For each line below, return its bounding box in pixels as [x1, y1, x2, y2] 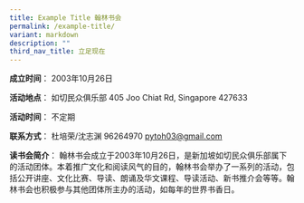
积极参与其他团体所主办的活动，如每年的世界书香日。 [40, 184, 240, 195]
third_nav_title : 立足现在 [9, 47, 106, 56]
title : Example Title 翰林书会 [9, 13, 122, 23]
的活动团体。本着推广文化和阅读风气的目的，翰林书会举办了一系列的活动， [9, 161, 287, 172]
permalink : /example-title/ [9, 22, 116, 31]
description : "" [9, 38, 71, 48]
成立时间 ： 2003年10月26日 [9, 73, 113, 84]
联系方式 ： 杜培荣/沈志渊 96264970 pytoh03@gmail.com [9, 130, 223, 141]
